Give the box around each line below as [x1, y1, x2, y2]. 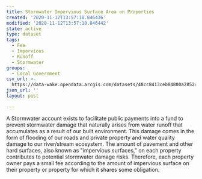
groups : [6, 64, 26, 71]
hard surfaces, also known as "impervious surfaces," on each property [6, 146, 182, 154]
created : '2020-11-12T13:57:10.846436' [6, 14, 106, 20]
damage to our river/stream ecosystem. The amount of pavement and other [6, 140, 194, 148]
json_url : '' [6, 87, 39, 93]
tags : [6, 37, 20, 43]
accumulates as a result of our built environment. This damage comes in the [6, 127, 195, 134]
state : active [6, 25, 42, 32]
